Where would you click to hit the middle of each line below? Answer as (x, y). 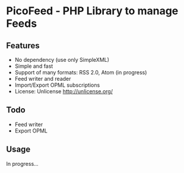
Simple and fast (34, 66)
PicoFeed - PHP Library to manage (92, 11)
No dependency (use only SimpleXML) (62, 60)
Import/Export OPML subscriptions (57, 85)
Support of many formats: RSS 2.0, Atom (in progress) (81, 72)
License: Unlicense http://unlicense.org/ (64, 91)
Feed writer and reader (43, 79)
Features (23, 45)
